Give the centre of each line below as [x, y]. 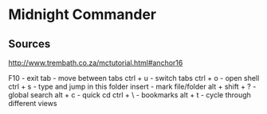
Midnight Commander [82, 15]
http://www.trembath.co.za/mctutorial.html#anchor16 [96, 63]
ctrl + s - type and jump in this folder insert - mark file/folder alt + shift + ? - [132, 86]
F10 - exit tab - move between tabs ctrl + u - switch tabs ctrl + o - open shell [134, 78]
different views [33, 103]
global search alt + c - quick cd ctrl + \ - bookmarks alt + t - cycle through [130, 95]
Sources [29, 44]
